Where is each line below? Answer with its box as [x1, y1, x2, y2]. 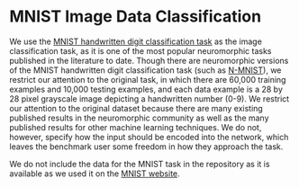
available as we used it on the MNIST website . [9, 168, 180, 179]
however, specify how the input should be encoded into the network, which [9, 131, 289, 142]
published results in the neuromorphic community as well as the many [9, 112, 269, 123]
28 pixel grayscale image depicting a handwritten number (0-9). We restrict [9, 93, 290, 104]
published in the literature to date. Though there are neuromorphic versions [9, 55, 289, 66]
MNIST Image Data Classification [9, 6, 262, 27]
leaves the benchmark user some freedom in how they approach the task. [9, 141, 284, 152]
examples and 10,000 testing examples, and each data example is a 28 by [9, 84, 284, 94]
